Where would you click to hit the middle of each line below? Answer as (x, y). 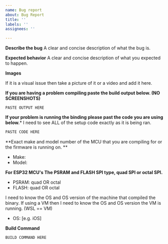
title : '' (16, 19)
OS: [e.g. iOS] (27, 218)
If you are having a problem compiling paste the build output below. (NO (83, 93)
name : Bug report (24, 10)
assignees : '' (20, 29)
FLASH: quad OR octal (36, 188)
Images (13, 73)
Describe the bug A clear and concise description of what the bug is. (78, 48)
